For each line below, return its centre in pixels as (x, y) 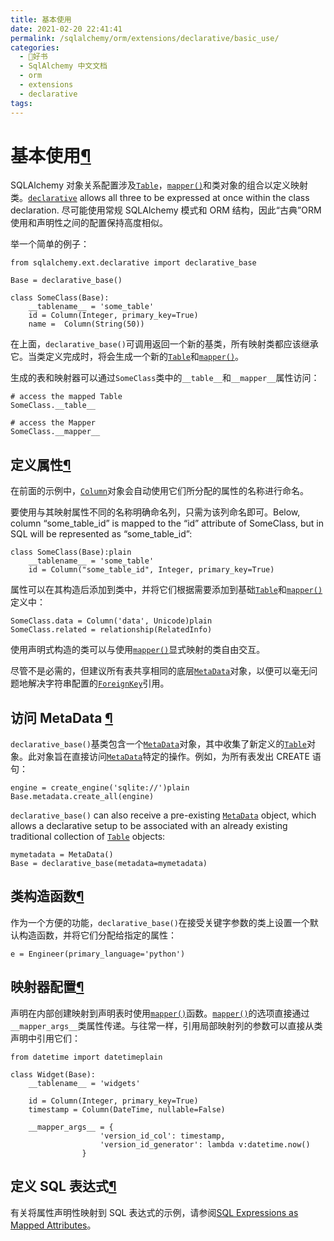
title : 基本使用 (41, 19)
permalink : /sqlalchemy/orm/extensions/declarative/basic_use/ (145, 38)
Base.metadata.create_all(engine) (82, 797)
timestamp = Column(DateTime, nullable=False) (127, 1109)
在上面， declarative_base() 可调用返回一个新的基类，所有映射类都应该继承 (164, 344)
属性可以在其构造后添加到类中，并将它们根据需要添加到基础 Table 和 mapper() (166, 590)
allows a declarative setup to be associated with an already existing (149, 826)
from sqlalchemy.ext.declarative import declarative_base (133, 263)
